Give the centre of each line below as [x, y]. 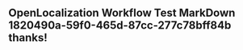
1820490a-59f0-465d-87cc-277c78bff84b [120, 26]
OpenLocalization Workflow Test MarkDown [122, 13]
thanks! [28, 38]
